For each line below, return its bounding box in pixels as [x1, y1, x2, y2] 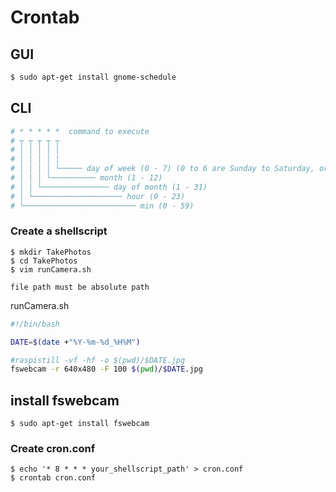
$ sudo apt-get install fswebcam [10, 419, 150, 429]
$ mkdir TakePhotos [10, 247, 92, 257]
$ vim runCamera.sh [10, 264, 92, 275]
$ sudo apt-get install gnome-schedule [10, 72, 177, 82]
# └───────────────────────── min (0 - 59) [10, 201, 195, 211]
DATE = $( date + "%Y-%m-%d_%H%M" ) [10, 337, 141, 347]
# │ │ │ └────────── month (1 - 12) [10, 173, 163, 183]
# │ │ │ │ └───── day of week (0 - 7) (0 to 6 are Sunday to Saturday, [10, 164, 315, 174]
